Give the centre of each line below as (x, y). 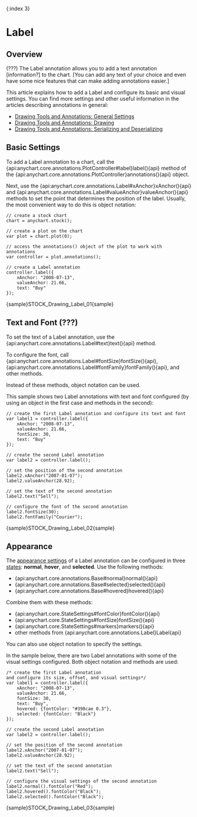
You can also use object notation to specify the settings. (74, 644)
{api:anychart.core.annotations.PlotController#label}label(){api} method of (96, 168)
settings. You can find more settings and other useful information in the (93, 99)
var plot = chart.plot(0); (39, 236)
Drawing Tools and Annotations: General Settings (74, 116)
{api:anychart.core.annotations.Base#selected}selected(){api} (90, 585)
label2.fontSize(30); (33, 512)
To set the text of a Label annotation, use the (60, 337)
